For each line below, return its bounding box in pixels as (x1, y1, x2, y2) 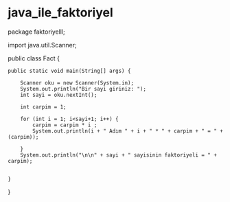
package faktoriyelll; (8, 27, 66, 36)
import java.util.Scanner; (8, 41, 78, 49)
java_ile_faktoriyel (8, 5, 114, 21)
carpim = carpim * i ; (32, 122, 97, 128)
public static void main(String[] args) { (8, 67, 131, 74)
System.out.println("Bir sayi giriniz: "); (20, 85, 147, 92)
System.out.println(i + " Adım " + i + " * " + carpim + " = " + (32, 127, 224, 135)
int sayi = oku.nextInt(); (20, 91, 97, 98)
